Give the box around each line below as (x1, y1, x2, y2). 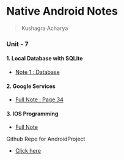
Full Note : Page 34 (15, 96, 64, 103)
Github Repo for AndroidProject (6, 136, 86, 143)
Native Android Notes (6, 4, 118, 18)
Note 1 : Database (15, 68, 60, 76)
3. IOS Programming (6, 110, 59, 117)
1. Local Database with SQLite (6, 55, 83, 62)
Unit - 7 (6, 40, 29, 48)
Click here (15, 147, 42, 155)
